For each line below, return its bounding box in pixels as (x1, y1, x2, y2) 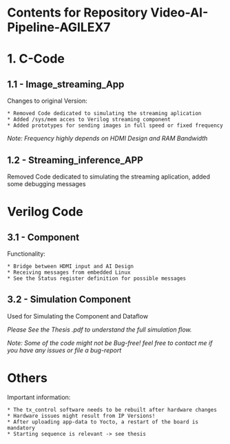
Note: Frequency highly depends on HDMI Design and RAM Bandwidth (7, 134, 208, 143)
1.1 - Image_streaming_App (7, 78, 125, 90)
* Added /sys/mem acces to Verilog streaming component (7, 116, 171, 123)
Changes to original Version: (7, 97, 87, 105)
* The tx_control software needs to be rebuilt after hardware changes (7, 406, 217, 413)
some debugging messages (7, 180, 86, 188)
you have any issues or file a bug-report (7, 346, 122, 354)
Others (7, 370, 48, 385)
